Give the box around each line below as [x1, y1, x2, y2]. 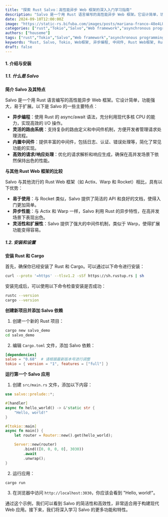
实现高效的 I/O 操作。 [21, 120, 65, 126]
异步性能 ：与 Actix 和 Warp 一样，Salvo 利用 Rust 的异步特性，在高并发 [12, 208, 160, 214]
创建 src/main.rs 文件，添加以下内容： [12, 382, 92, 388]
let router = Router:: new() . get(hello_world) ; [14, 433, 113, 438]
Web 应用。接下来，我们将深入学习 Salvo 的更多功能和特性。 [5, 507, 130, 513]
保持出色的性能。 [16, 158, 52, 164]
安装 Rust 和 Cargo [5, 253, 44, 259]
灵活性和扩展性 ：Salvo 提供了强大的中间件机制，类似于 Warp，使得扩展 [12, 221, 160, 227]
